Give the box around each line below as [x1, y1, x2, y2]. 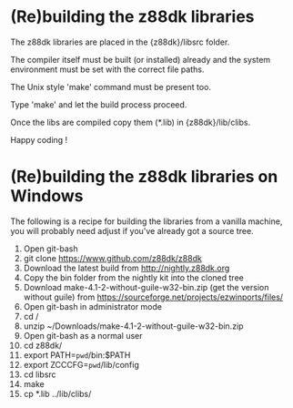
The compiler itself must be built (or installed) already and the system [10, 54, 271, 65]
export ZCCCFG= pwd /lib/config [23, 359, 139, 370]
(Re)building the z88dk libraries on [10, 167, 278, 188]
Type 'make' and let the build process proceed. [10, 98, 187, 110]
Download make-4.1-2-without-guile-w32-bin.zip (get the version [23, 281, 269, 292]
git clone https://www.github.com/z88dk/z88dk [23, 252, 203, 263]
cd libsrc [23, 369, 57, 380]
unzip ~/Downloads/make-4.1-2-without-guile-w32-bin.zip [23, 321, 244, 331]
